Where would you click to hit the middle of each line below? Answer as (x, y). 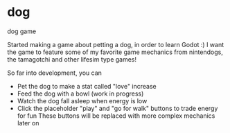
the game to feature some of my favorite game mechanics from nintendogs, (115, 52)
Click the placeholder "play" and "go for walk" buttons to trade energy (117, 108)
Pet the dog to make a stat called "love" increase (87, 86)
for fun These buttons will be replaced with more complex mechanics (116, 116)
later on (28, 123)
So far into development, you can (55, 73)
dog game (22, 31)
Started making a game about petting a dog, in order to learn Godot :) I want (115, 44)
